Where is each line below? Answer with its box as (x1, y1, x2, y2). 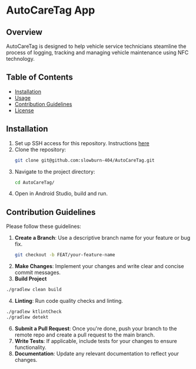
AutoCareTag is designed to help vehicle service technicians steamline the (6, 43, 187, 50)
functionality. (14, 344, 46, 351)
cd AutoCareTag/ (14, 179, 55, 185)
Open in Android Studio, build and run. (14, 190, 108, 197)
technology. (6, 55, 35, 62)
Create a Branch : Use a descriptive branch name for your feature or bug (14, 234, 191, 241)
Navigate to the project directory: (14, 168, 95, 175)
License (14, 107, 34, 114)
